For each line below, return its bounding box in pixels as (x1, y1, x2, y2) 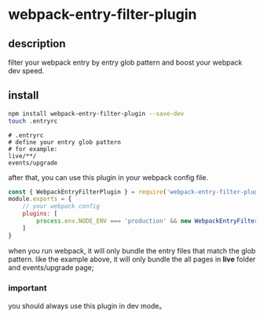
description (8, 37, 66, 50)
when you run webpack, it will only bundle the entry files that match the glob (8, 246, 256, 255)
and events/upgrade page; (8, 262, 94, 272)
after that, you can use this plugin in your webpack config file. (8, 172, 208, 182)
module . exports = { (8, 195, 72, 203)
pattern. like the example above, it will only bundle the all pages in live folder (8, 254, 256, 264)
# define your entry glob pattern (8, 138, 122, 146)
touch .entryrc (8, 116, 58, 125)
